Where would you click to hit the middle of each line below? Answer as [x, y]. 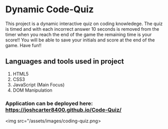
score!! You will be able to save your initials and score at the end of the [80, 40]
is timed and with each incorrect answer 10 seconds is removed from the [82, 29]
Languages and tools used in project [65, 62]
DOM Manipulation [33, 90]
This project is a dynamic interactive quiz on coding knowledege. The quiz [84, 24]
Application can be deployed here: [49, 103]
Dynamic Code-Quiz [50, 9]
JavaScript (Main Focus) [39, 84]
